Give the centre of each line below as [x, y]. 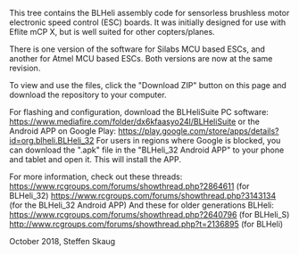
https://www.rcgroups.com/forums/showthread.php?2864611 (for [129, 186]
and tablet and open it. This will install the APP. [95, 159]
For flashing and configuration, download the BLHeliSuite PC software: [139, 112]
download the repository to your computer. [88, 95]
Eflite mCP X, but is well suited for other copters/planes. [112, 32]
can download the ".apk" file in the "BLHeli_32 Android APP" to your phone [147, 150]
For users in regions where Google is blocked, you [188, 140]
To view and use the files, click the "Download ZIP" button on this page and [148, 85]
